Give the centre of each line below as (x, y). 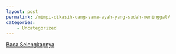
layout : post (22, 11)
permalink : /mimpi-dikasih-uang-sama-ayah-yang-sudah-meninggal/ (88, 17)
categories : (21, 22)
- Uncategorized (37, 28)
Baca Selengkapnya (30, 45)
